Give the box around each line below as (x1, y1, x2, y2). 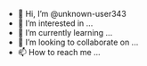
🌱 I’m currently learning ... (17, 28, 113, 37)
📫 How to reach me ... (17, 47, 101, 57)
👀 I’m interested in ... (17, 18, 94, 29)
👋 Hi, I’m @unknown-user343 (17, 9, 127, 19)
